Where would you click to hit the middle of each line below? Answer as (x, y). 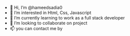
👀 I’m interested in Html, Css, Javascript (50, 13)
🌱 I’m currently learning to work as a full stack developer (67, 18)
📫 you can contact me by (36, 28)
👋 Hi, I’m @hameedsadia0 (36, 8)
